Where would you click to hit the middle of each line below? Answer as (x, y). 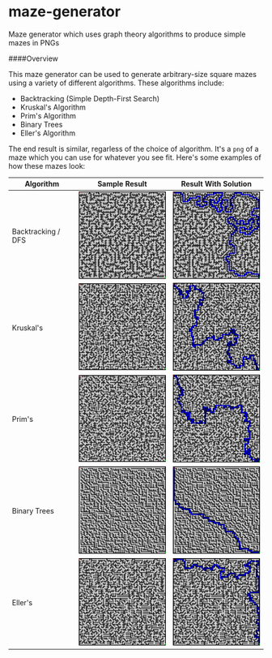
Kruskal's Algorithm (53, 107)
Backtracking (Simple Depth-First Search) (90, 98)
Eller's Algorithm (47, 133)
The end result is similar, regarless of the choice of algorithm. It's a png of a (134, 148)
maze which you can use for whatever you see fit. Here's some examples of (135, 157)
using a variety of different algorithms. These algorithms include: (117, 83)
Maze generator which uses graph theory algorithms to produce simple (127, 34)
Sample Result (122, 184)
